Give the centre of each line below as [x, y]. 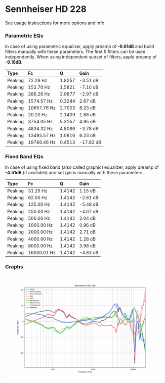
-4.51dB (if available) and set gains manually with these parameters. [75, 173]
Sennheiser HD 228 [46, 9]
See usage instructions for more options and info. [56, 23]
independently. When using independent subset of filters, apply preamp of [81, 57]
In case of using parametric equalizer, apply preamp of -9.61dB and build [80, 47]
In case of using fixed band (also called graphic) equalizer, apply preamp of [82, 167]
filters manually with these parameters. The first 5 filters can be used [75, 52]
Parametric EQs [24, 36]
